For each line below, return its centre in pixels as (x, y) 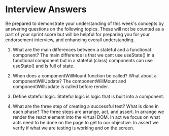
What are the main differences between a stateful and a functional (82, 49)
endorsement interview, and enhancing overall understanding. (70, 40)
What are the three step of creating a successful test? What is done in (86, 106)
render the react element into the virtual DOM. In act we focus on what (86, 117)
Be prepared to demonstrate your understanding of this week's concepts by (84, 23)
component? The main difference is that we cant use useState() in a (83, 55)
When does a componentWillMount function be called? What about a (84, 75)
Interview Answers (46, 9)
